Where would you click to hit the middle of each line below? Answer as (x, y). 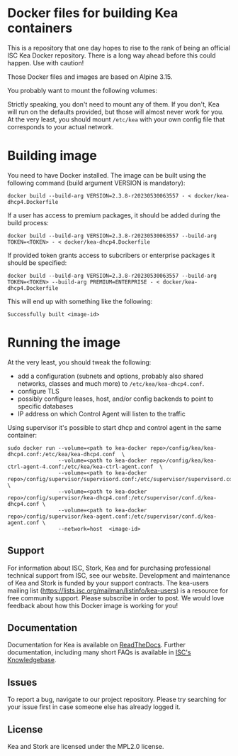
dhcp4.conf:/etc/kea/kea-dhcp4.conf (61, 454)
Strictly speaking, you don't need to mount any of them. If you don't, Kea (113, 104)
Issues (22, 682)
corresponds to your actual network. (61, 126)
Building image (52, 156)
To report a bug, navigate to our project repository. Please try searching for (117, 700)
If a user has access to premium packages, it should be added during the (114, 215)
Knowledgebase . (32, 660)
